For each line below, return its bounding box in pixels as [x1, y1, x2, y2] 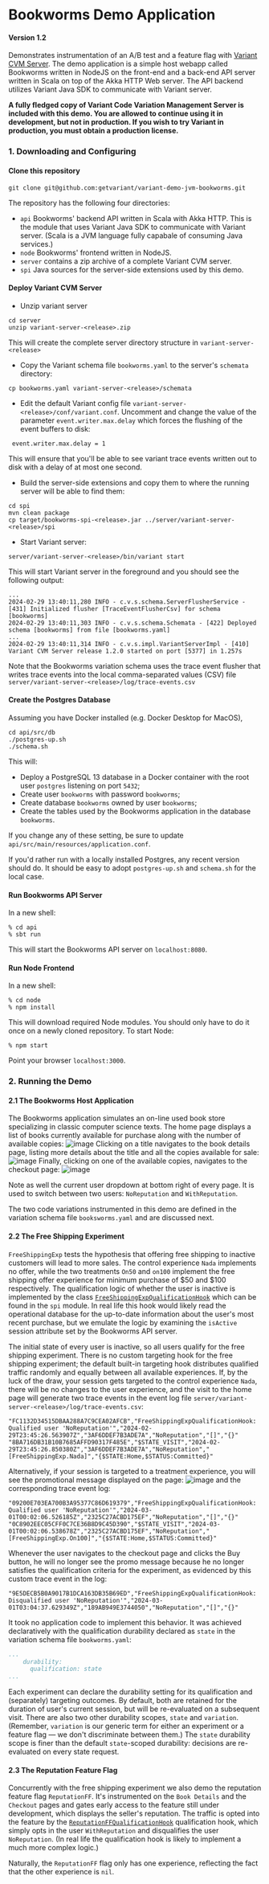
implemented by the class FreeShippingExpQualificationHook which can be [8, 1292, 257, 1301]
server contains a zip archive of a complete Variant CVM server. [19, 256, 233, 266]
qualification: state [29, 1665, 103, 1673]
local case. [8, 871, 44, 881]
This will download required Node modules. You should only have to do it [8, 1018, 251, 1027]
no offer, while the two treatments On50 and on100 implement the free [8, 1266, 235, 1276]
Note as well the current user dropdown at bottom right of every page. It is [8, 1180, 255, 1190]
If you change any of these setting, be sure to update [8, 830, 185, 840]
